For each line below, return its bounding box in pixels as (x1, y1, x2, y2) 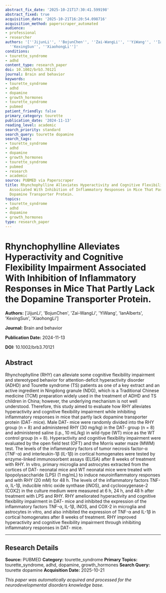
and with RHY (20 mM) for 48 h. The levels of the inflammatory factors (5, 477, 149, 483)
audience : (5, 26, 26, 31)
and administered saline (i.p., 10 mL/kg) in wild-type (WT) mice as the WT (5, 430, 155, 436)
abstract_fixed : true (5, 12, 50, 17)
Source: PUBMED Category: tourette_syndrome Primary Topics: (5, 557, 138, 563)
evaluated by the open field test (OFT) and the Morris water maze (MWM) (5, 440, 155, 446)
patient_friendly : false (5, 109, 56, 114)
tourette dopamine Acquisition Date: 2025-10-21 (5, 567, 105, 573)
